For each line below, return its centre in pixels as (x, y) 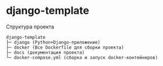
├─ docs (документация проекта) (45, 52)
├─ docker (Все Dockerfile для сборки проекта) (65, 47)
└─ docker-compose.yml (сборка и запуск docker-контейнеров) (82, 57)
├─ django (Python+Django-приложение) (53, 42)
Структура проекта (30, 27)
